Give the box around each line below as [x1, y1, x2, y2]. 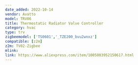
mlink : [5, 48, 19, 53]
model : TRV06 [5, 16, 32, 21]
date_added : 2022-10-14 [5, 7, 54, 12]
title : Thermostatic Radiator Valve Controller [5, 21, 104, 26]
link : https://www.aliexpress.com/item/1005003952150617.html [5, 52, 134, 58]
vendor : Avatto [5, 12, 36, 17]
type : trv [5, 30, 25, 35]
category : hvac [5, 25, 36, 30]
